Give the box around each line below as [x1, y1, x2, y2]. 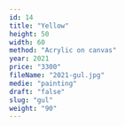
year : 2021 [9, 54, 50, 63]
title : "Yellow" [9, 21, 69, 30]
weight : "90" [9, 104, 58, 113]
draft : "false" [9, 87, 66, 96]
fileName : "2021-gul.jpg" [9, 71, 105, 80]
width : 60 [9, 37, 46, 47]
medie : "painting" [9, 79, 77, 88]
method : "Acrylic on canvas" [9, 46, 117, 55]
